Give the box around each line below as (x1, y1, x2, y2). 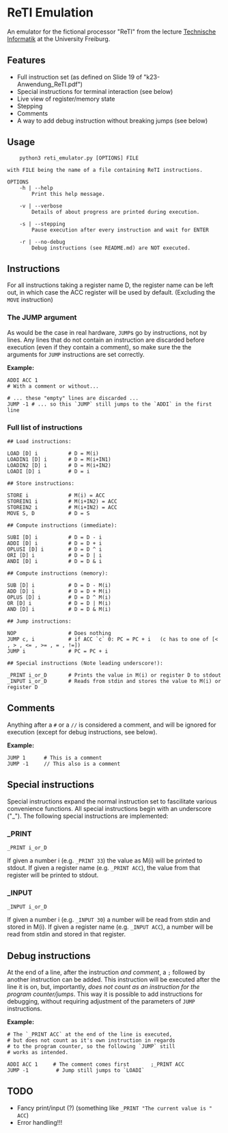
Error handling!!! (16, 1118, 63, 1126)
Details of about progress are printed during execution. (31, 208, 200, 215)
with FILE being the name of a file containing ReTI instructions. (7, 166, 203, 173)
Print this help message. (31, 190, 106, 197)
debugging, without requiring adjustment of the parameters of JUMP (7, 997, 196, 1005)
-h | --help (19, 184, 53, 191)
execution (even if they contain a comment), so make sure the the (7, 343, 192, 351)
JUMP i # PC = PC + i (7, 647, 109, 655)
